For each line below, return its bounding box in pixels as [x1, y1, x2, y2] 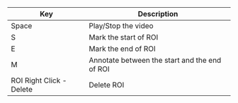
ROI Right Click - [11, 75, 67, 85]
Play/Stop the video [89, 21, 154, 30]
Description [137, 9, 178, 18]
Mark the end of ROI [89, 44, 156, 54]
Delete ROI [89, 80, 125, 90]
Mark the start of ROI [89, 32, 159, 42]
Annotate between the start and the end [89, 56, 222, 65]
